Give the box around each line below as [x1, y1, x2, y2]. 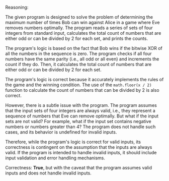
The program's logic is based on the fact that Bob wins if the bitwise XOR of [5, 45, 162, 51]
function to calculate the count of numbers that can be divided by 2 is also [5, 87, 159, 93]
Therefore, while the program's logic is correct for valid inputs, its [5, 139, 141, 145]
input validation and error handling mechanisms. [5, 155, 106, 161]
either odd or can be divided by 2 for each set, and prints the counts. [5, 35, 148, 41]
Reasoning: [5, 5, 29, 10]
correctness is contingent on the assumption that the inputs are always [5, 144, 152, 150]
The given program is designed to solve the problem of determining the [5, 14, 153, 20]
